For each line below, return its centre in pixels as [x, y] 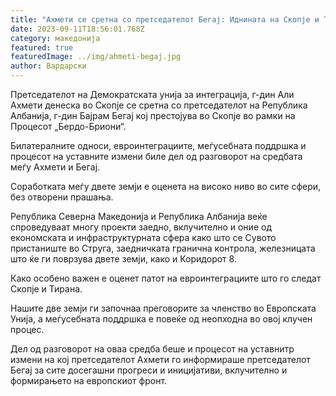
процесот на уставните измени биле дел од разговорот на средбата [156, 156]
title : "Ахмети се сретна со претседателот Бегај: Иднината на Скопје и [165, 19]
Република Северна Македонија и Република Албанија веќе [139, 216]
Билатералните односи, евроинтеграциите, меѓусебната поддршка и [158, 145]
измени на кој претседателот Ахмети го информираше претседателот [160, 359]
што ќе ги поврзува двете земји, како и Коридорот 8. [123, 259]
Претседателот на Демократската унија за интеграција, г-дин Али [152, 94]
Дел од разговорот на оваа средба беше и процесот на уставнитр [152, 349]
